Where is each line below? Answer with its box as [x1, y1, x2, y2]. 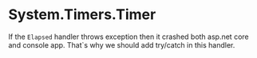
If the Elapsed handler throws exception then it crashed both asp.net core [8, 32, 249, 41]
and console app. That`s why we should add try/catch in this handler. [8, 40, 235, 49]
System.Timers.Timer [8, 6, 156, 24]
